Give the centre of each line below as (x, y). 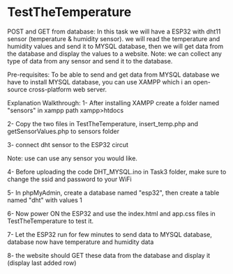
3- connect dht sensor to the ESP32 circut (68, 144)
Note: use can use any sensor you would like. (73, 158)
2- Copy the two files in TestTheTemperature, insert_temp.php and (103, 123)
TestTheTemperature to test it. (51, 221)
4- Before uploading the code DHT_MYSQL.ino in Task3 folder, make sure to (117, 172)
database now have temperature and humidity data (81, 242)
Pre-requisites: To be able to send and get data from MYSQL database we (113, 75)
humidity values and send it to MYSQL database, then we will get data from (115, 46)
